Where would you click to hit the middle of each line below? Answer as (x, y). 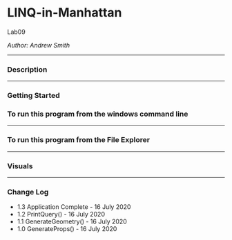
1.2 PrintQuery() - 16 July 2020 (61, 214)
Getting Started (33, 96)
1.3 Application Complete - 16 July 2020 (74, 207)
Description (27, 69)
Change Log (28, 192)
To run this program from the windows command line (98, 114)
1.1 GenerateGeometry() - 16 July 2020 (72, 221)
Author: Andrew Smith (39, 45)
